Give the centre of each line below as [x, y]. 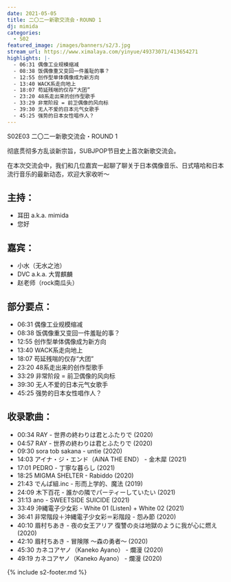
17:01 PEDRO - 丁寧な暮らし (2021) [66, 467]
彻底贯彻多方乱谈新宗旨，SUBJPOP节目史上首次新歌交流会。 [93, 150]
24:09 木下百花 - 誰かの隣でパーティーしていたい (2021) [96, 492]
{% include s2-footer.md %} [47, 572]
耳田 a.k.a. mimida [43, 215]
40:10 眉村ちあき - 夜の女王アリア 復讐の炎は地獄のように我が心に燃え [117, 525]
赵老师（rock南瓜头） [47, 283]
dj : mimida [23, 26]
